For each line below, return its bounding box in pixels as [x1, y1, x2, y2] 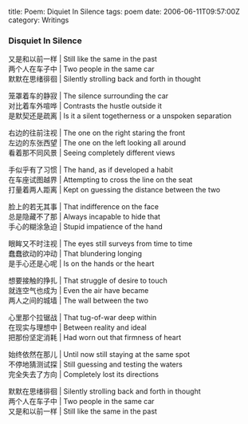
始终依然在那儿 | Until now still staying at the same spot [8, 350, 191, 359]
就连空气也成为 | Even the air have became [8, 286, 149, 295]
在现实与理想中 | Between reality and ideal [8, 323, 148, 332]
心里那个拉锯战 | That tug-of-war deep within [8, 313, 157, 323]
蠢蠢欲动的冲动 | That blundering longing [8, 249, 142, 259]
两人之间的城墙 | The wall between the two [8, 295, 149, 306]
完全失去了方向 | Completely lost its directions [8, 370, 159, 379]
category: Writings [8, 15, 69, 25]
